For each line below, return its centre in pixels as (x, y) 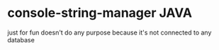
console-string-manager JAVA (100, 13)
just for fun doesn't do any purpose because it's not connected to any (109, 32)
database (21, 39)
